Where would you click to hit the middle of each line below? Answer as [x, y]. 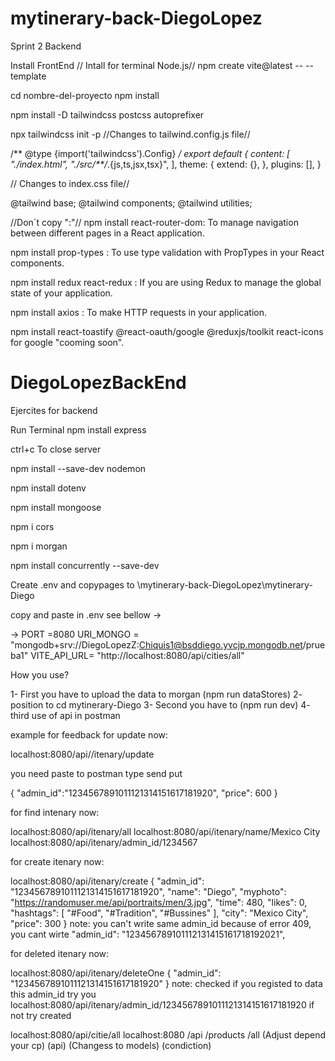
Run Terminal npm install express [78, 429]
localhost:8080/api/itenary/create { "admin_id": [107, 881]
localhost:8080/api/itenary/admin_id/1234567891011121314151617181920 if [162, 1004]
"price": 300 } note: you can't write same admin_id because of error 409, [161, 923]
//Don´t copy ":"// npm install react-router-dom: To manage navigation [154, 222]
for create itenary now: [57, 861]
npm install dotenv [48, 488]
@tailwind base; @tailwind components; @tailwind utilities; [131, 203]
